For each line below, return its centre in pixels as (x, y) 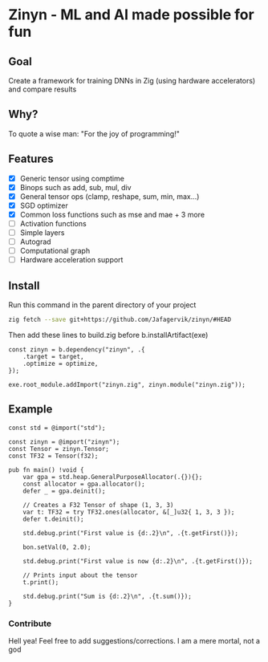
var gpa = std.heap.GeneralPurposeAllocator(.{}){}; (113, 477)
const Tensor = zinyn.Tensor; (59, 449)
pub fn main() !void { (46, 470)
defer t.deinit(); (53, 519)
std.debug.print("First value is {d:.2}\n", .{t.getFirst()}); (131, 533)
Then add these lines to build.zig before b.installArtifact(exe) (108, 335)
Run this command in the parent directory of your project (102, 305)
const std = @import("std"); (57, 428)
